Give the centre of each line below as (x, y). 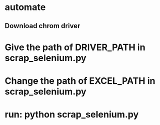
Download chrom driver (43, 26)
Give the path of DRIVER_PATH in (75, 47)
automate (25, 7)
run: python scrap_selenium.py (72, 115)
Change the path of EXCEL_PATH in (80, 81)
